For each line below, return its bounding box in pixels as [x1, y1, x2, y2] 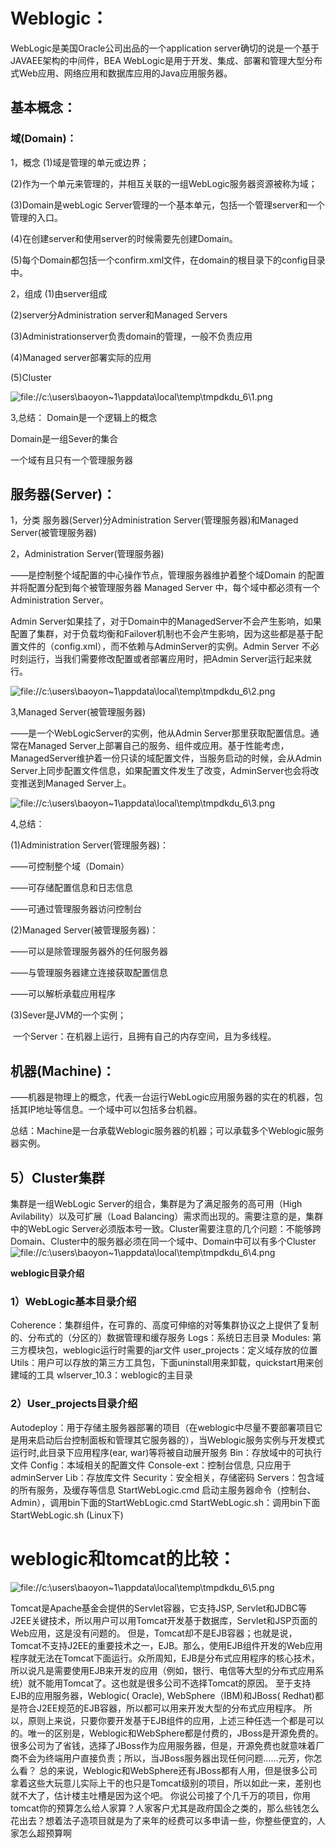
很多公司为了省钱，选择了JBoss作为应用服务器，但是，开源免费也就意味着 [10, 1739, 317, 1751]
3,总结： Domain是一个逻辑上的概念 [10, 411, 158, 423]
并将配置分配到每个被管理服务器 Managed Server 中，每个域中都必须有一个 [10, 582, 321, 594]
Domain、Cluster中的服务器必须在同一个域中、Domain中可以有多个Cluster [10, 1235, 317, 1248]
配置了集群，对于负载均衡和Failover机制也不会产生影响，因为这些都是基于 [10, 628, 315, 640]
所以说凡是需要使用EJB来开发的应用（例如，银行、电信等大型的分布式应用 [10, 1664, 316, 1676]
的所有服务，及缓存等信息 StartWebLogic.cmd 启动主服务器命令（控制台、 [10, 1484, 317, 1496]
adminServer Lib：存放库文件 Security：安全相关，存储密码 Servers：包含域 [10, 1471, 325, 1483]
